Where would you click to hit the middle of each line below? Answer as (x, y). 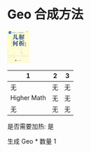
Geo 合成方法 (45, 14)
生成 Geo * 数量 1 (32, 141)
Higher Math (28, 98)
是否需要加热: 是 (30, 126)
